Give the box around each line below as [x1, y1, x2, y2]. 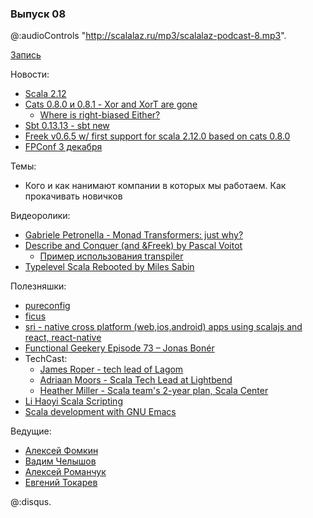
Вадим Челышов [24, 455, 97, 467]
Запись [10, 49, 42, 61]
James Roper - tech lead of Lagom [39, 363, 184, 376]
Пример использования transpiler [39, 250, 184, 262]
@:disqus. [10, 496, 52, 508]
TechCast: [24, 353, 68, 365]
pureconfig [24, 300, 71, 312]
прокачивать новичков [24, 190, 123, 202]
